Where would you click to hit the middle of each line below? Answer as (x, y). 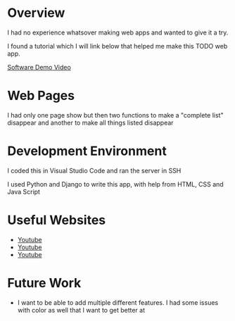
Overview (36, 13)
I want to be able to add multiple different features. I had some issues (118, 302)
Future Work (44, 283)
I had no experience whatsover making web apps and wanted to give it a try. (118, 32)
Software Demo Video (39, 67)
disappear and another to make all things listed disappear (90, 122)
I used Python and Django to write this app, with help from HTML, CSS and (115, 184)
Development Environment (87, 151)
